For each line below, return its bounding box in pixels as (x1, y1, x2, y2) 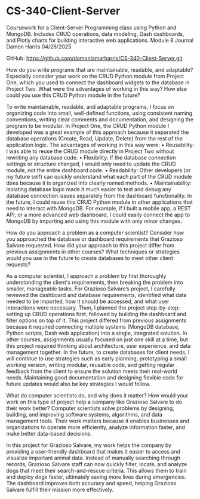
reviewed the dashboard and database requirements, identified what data (6, 291, 187, 298)
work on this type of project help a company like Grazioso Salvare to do (6, 398, 183, 405)
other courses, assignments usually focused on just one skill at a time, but (6, 336, 188, 343)
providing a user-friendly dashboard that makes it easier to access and (6, 448, 181, 455)
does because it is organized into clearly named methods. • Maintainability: (6, 179, 192, 186)
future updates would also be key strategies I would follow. (6, 380, 151, 387)
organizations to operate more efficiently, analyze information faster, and (6, 423, 185, 431)
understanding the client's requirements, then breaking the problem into (6, 278, 183, 286)
